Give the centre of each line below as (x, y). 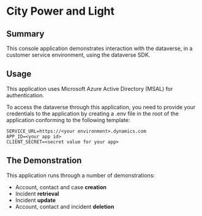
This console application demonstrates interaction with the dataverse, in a (99, 48)
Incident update (36, 200)
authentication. (25, 95)
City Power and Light (61, 11)
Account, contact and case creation (61, 187)
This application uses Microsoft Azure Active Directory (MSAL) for (90, 88)
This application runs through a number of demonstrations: (80, 175)
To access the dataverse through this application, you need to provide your (101, 107)
